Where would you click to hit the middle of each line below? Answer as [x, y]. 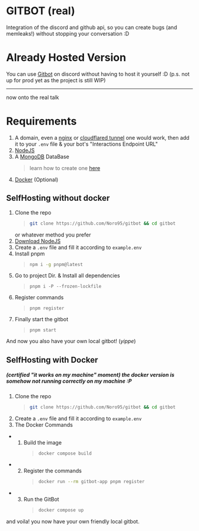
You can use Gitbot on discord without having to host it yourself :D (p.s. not [98, 74]
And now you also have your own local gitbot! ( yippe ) [71, 341]
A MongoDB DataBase [42, 156]
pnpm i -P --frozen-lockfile [65, 287]
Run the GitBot [41, 500]
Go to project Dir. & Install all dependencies [67, 276]
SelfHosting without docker [58, 198]
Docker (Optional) [36, 180]
